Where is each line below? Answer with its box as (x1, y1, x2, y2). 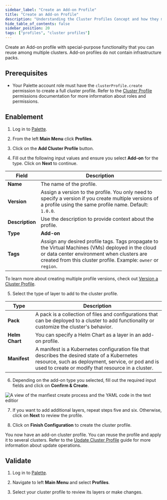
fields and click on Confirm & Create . (12, 382, 89, 388)
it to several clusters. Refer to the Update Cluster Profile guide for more (5, 437, 151, 443)
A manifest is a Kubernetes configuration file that (35, 345, 150, 352)
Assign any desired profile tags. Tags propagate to (40, 238, 159, 245)
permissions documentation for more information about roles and (12, 93, 146, 99)
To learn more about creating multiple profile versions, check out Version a (5, 275, 158, 282)
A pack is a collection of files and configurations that (35, 311, 158, 318)
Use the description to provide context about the (40, 215, 154, 222)
